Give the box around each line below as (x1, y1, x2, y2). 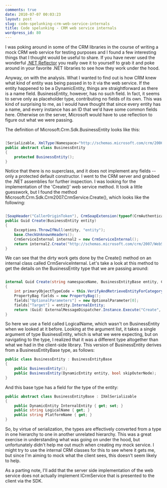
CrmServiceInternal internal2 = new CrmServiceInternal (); (14, 237, 139, 242)
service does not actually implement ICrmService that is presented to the (5, 473, 155, 479)
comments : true (5, 7, 37, 12)
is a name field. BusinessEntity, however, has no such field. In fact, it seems (5, 90, 160, 96)
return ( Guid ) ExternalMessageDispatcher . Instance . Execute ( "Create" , (14, 307, 162, 312)
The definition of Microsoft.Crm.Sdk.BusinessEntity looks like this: (5, 127, 140, 132)
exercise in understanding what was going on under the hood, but (5, 437, 140, 442)
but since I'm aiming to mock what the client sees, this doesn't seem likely (5, 453, 157, 458)
